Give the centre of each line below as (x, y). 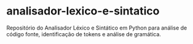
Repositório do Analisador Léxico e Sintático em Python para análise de (97, 28)
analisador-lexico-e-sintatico (83, 11)
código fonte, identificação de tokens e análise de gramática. (84, 34)
